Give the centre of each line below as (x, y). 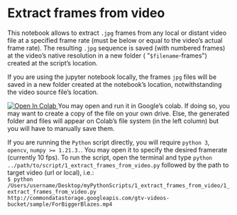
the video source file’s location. (53, 92)
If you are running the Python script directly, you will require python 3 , (109, 142)
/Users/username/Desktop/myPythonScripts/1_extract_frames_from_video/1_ (119, 185)
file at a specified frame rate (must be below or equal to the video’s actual (115, 40)
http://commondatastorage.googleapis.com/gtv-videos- (89, 198)
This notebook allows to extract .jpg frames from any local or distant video (117, 33)
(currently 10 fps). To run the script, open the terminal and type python (110, 157)
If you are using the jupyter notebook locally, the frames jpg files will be (112, 77)
